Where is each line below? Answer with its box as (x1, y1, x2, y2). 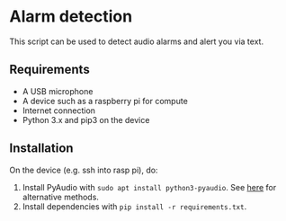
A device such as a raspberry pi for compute (22, 95, 189, 106)
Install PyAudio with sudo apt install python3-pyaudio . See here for (22, 181, 277, 192)
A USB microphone (22, 85, 94, 96)
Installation (9, 141, 74, 156)
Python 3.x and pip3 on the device (22, 114, 150, 125)
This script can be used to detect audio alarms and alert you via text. (9, 36, 264, 47)
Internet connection (22, 105, 96, 116)
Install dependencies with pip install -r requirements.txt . (22, 200, 247, 212)
